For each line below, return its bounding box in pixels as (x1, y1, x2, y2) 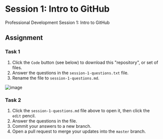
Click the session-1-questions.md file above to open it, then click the (12, 107, 150, 113)
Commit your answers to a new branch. (12, 123, 92, 129)
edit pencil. (12, 113, 36, 119)
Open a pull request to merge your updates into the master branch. (12, 128, 146, 134)
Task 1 (5, 48, 20, 55)
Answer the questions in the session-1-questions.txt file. (12, 70, 129, 76)
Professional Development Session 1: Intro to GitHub (5, 20, 110, 25)
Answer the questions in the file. (12, 118, 77, 124)
